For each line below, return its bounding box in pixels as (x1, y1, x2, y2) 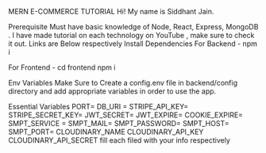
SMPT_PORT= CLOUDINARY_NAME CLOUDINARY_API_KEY (8, 127, 204, 136)
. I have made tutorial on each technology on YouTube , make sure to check (8, 31, 255, 40)
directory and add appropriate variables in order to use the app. (8, 86, 217, 96)
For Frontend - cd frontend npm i (8, 63, 116, 72)
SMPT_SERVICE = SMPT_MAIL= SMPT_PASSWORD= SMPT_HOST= (8, 119, 229, 128)
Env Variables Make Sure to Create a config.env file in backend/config (8, 78, 238, 87)
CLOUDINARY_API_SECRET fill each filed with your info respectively (8, 136, 230, 145)
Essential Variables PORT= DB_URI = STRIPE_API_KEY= (8, 102, 189, 111)
